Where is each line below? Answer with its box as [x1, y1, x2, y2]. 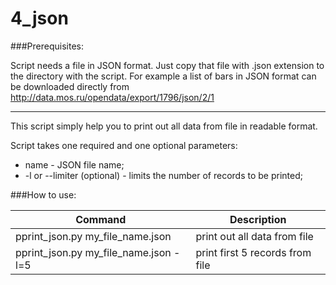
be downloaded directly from [10, 80, 130, 92]
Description [229, 212, 287, 226]
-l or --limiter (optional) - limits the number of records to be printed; [24, 169, 303, 181]
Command [75, 212, 127, 226]
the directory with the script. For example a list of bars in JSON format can [10, 70, 317, 82]
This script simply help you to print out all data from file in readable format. [10, 120, 318, 132]
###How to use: [10, 188, 77, 201]
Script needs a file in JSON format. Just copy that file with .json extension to [10, 59, 325, 71]
